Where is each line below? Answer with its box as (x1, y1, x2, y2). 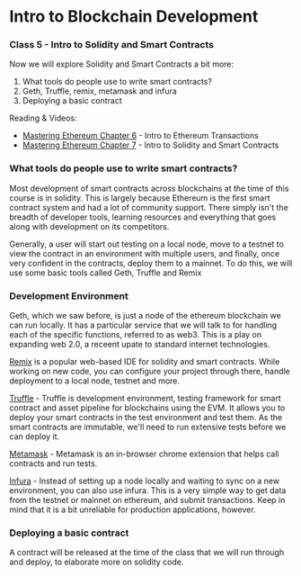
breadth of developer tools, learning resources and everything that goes (9, 211, 277, 222)
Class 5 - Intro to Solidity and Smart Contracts (9, 39, 214, 51)
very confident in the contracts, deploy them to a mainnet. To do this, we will (9, 257, 293, 268)
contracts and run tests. (9, 458, 98, 469)
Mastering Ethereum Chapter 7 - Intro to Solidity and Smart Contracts (22, 139, 279, 150)
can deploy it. (9, 431, 60, 442)
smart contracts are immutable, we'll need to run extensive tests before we (9, 421, 287, 433)
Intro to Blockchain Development (9, 6, 259, 27)
